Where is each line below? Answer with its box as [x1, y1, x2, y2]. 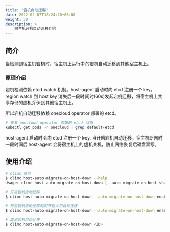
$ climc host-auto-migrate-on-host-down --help [5, 175, 108, 181]
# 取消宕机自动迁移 [5, 217, 40, 222]
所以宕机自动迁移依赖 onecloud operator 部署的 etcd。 [5, 110, 119, 116]
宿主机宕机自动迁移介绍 [14, 26, 56, 31]
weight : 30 [5, 17, 28, 22]
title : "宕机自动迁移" [5, 7, 49, 13]
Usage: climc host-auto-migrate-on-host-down [5, 180, 103, 185]
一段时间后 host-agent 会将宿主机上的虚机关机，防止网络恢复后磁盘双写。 [5, 141, 159, 147]
